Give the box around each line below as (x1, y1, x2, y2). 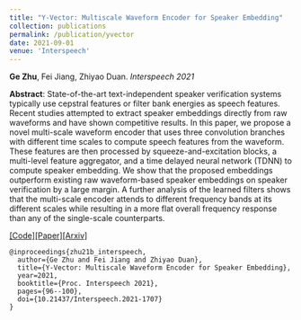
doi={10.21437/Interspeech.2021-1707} (17, 295, 164, 304)
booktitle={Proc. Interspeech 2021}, (17, 280, 159, 289)
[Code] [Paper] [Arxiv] (9, 230, 88, 241)
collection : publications (9, 22, 106, 31)
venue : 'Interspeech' (9, 47, 91, 56)
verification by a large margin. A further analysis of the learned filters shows (9, 184, 291, 195)
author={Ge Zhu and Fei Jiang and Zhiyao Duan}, (17, 255, 203, 265)
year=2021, (17, 271, 58, 280)
